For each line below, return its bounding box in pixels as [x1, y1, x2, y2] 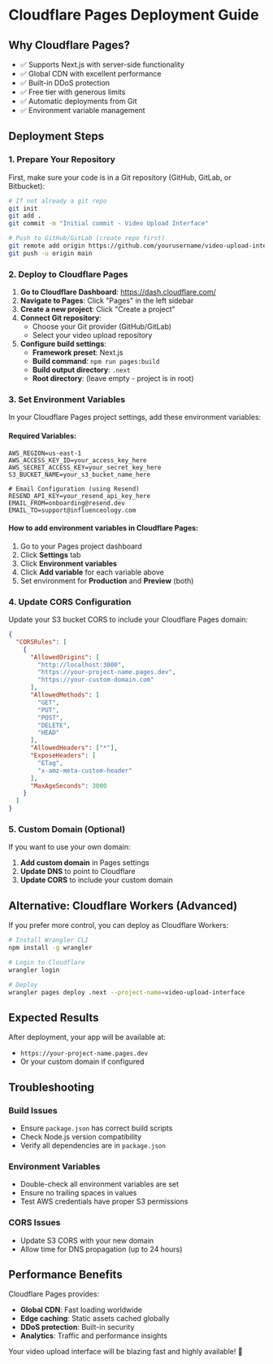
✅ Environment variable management [19, 106, 145, 115]
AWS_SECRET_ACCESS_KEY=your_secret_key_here [8, 463, 162, 471]
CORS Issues [8, 1217, 61, 1228]
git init [8, 204, 38, 212]
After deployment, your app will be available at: [8, 1032, 167, 1043]
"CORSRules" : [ [15, 637, 67, 646]
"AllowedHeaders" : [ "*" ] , [29, 744, 118, 752]
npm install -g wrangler [8, 944, 93, 952]
